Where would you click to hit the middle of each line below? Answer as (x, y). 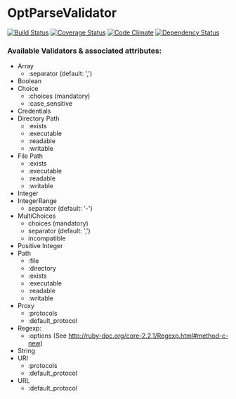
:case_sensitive (50, 104)
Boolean (29, 81)
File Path (30, 156)
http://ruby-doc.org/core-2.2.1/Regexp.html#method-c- (148, 336)
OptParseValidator (62, 13)
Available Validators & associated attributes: (85, 51)
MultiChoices (37, 216)
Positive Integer (40, 246)
